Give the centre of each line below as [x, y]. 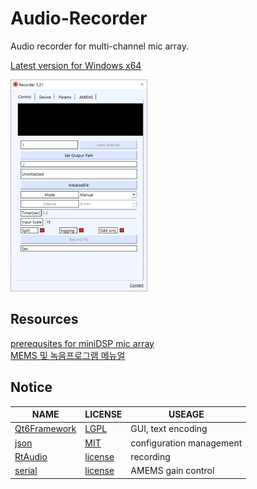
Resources [44, 319]
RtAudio [31, 456]
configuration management [186, 443]
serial [26, 471]
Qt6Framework [45, 429]
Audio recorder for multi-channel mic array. [100, 46]
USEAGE [186, 414]
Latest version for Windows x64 [76, 65]
